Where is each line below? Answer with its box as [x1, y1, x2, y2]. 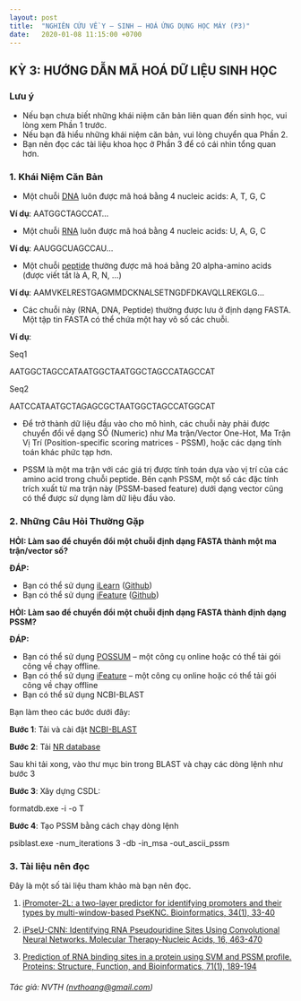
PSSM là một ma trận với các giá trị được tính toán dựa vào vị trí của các [21, 464, 289, 475]
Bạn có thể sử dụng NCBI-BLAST [21, 689, 145, 700]
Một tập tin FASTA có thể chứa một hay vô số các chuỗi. [21, 315, 230, 325]
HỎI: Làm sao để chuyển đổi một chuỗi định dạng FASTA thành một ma [9, 535, 277, 547]
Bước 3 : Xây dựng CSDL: [9, 785, 101, 796]
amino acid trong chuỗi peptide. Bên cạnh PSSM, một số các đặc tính [21, 474, 279, 485]
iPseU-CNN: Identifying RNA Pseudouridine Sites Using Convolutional [21, 924, 280, 935]
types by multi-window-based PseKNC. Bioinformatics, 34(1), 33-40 [21, 907, 276, 918]
